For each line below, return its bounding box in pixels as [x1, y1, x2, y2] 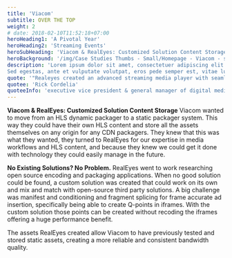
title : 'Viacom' [7, 10, 54, 17]
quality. [7, 243, 28, 252]
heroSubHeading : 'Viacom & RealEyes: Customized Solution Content [7, 49, 202, 56]
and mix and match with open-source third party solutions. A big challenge [7, 186, 220, 194]
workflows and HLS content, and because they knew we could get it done [7, 143, 217, 151]
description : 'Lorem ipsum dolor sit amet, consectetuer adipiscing [7, 62, 209, 68]
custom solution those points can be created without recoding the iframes [7, 208, 217, 216]
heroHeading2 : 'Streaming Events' [7, 42, 107, 49]
